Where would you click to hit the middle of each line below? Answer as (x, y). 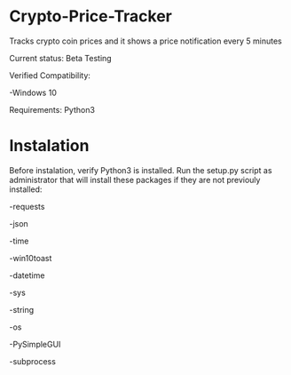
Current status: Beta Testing (61, 58)
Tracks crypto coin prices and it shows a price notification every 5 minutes (145, 41)
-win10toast (31, 258)
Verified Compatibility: (50, 75)
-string (22, 309)
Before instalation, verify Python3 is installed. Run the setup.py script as (141, 170)
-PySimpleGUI (35, 344)
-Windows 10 (33, 92)
